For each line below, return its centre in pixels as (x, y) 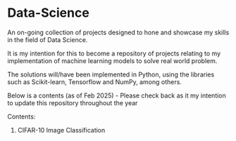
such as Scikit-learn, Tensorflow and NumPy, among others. (94, 81)
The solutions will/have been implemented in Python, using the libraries (111, 74)
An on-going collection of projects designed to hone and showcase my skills (118, 32)
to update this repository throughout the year (73, 102)
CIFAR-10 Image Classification (61, 130)
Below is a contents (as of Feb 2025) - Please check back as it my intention (117, 95)
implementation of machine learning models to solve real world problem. (112, 60)
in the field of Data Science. (48, 39)
